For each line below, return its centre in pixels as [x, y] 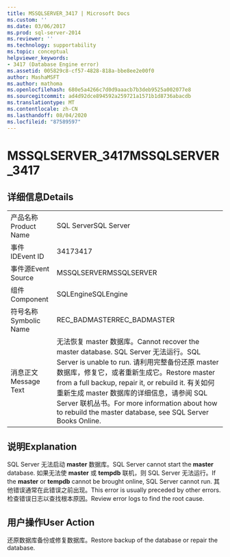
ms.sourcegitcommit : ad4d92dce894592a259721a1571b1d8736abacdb [99, 97]
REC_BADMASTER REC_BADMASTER [116, 319]
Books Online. [79, 421]
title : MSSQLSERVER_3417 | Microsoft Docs [68, 13]
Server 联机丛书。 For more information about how [137, 403]
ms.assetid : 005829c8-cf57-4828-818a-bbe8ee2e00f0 [81, 71]
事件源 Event [30, 269]
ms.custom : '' [27, 20]
